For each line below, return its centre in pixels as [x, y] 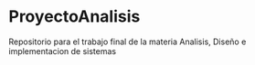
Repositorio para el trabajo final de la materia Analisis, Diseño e [127, 42]
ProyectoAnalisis [74, 17]
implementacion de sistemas [62, 51]
